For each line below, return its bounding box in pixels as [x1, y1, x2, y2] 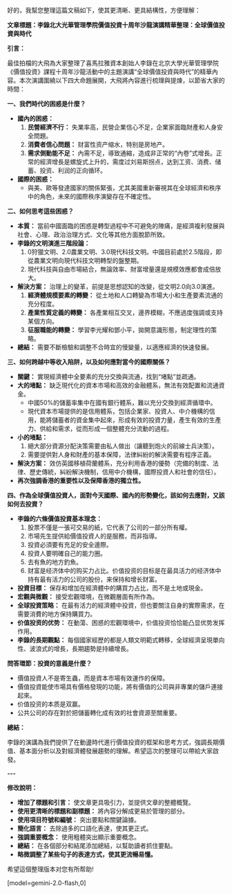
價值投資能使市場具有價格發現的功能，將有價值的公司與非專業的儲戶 [17, 683, 211, 691]
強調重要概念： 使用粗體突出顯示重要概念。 [17, 833, 140, 841]
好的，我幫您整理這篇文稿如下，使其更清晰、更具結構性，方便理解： [7, 6, 201, 14]
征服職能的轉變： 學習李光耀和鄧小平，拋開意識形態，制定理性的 [27, 326, 211, 334]
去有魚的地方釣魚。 [27, 558, 83, 566]
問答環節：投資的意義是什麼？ [7, 659, 92, 667]
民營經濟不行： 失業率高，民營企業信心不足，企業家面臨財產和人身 [27, 123, 217, 131]
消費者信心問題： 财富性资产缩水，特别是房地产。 [27, 141, 169, 148]
